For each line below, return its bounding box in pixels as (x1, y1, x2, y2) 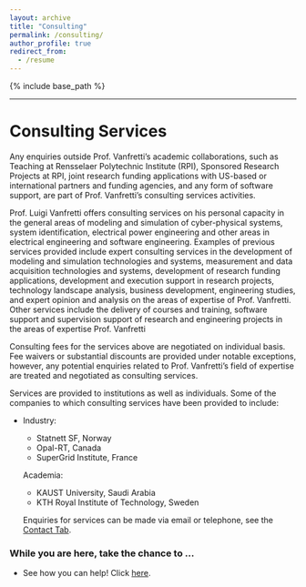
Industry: (22, 415, 57, 426)
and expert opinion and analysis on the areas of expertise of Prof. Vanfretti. (9, 294, 291, 305)
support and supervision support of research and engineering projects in (9, 313, 283, 324)
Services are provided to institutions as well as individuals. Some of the (9, 388, 277, 399)
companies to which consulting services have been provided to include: (9, 397, 280, 408)
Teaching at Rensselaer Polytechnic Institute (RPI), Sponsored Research (9, 160, 280, 171)
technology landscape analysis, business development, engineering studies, (9, 284, 296, 296)
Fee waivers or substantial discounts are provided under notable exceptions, (9, 350, 297, 361)
